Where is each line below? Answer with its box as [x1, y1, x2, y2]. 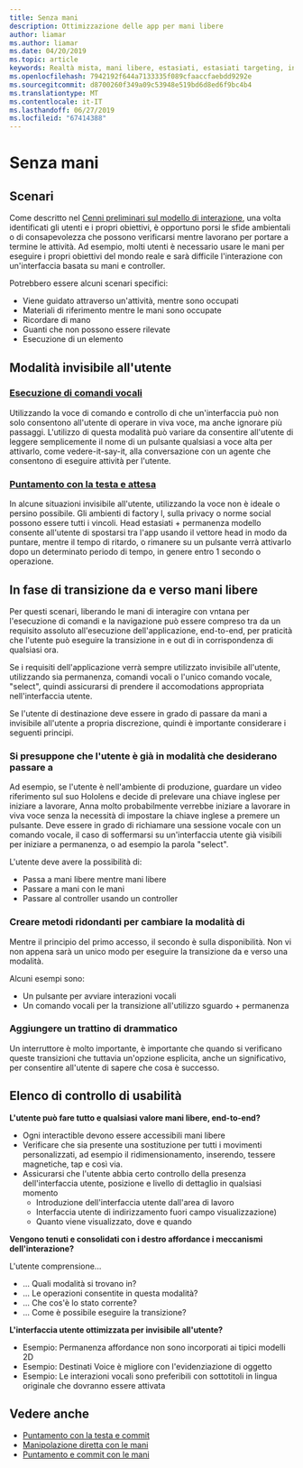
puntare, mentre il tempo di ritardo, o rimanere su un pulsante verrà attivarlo [9, 537, 291, 548]
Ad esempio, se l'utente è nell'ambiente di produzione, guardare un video [9, 781, 282, 792]
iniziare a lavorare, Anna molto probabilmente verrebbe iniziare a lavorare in [9, 800, 291, 812]
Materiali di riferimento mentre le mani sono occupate [22, 305, 223, 316]
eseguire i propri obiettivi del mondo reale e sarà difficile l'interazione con [9, 251, 283, 262]
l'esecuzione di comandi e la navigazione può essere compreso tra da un [9, 615, 281, 626]
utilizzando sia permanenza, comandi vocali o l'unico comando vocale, [9, 671, 272, 682]
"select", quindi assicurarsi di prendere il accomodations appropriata [9, 680, 264, 691]
